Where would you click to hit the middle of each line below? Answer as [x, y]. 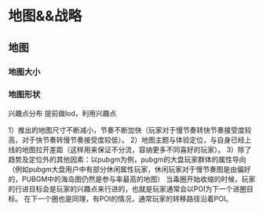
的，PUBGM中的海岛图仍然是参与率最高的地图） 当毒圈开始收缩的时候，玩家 [132, 179]
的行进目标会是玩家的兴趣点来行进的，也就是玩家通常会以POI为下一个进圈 [128, 188]
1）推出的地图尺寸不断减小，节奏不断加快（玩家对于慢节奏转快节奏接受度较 [130, 129]
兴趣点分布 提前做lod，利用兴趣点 [62, 113]
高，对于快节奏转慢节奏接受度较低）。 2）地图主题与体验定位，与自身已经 [126, 140]
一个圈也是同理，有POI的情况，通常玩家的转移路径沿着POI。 [135, 198]
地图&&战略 [45, 16]
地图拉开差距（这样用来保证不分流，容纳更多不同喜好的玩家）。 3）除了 [137, 149]
